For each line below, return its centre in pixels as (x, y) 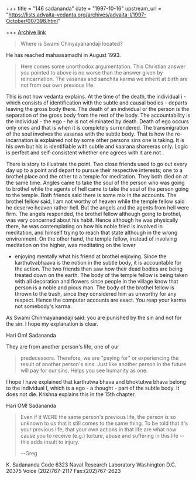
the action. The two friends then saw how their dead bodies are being (99, 269)
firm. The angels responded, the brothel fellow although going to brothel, (94, 214)
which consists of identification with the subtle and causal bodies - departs (97, 103)
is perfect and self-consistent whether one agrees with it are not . (85, 153)
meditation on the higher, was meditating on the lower (71, 245)
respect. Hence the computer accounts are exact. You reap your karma (100, 300)
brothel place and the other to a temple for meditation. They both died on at (97, 176)
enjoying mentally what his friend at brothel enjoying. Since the (90, 256)
